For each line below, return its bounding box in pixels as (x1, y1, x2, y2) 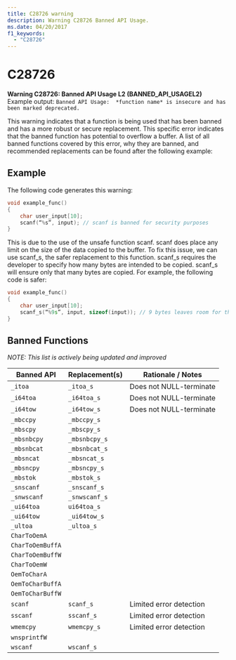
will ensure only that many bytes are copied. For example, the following (7, 268, 214, 277)
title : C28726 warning (7, 10, 74, 18)
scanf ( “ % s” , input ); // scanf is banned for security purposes (20, 219, 209, 226)
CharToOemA (11, 532, 47, 540)
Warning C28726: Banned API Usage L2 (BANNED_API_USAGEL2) (7, 90, 202, 98)
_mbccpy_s (67, 416, 101, 424)
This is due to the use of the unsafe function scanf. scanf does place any (7, 238, 218, 246)
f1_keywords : (7, 29, 46, 37)
